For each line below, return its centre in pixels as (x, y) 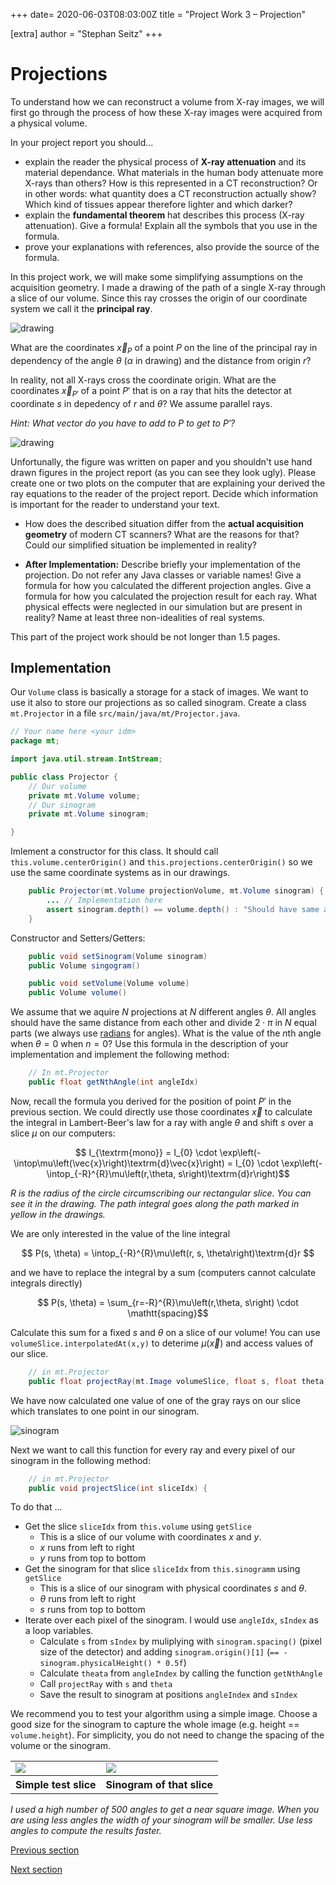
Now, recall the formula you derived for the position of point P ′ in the (151, 1101)
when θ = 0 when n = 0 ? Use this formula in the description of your (149, 1044)
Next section (36, 1870)
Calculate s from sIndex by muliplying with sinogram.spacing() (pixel (180, 1641)
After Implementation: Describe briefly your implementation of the (162, 564)
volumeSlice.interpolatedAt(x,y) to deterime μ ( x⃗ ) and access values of (162, 1343)
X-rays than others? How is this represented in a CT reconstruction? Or (171, 183)
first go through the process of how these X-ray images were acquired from (166, 112)
